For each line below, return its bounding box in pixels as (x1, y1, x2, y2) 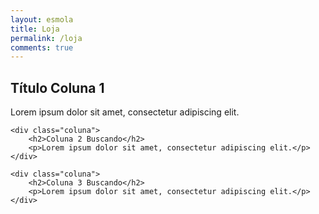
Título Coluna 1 (10, 79, 105, 96)
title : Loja (10, 24, 60, 34)
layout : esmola (10, 14, 74, 25)
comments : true (10, 42, 74, 53)
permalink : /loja (10, 33, 83, 43)
